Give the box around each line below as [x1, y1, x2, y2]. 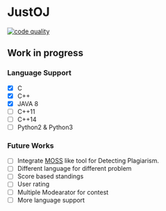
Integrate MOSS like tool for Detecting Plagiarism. [17, 157, 160, 165]
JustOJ [7, 4, 50, 20]
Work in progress [7, 47, 83, 59]
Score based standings [17, 172, 84, 180]
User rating [17, 180, 50, 188]
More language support [17, 196, 85, 204]
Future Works [7, 140, 54, 150]
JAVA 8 [17, 99, 39, 108]
